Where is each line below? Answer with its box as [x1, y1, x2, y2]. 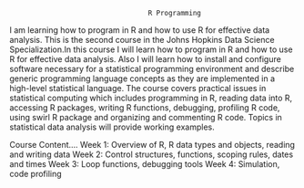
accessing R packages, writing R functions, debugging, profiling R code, [9, 102, 280, 113]
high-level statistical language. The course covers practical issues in [9, 83, 267, 93]
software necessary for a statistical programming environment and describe [9, 64, 295, 74]
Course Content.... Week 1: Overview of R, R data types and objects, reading [9, 140, 296, 150]
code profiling [9, 169, 62, 179]
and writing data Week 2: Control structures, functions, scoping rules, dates [9, 149, 294, 160]
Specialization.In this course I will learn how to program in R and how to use [9, 44, 293, 55]
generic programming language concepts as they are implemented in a [9, 73, 276, 84]
